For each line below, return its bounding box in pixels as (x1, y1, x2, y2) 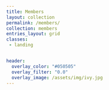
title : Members (6, 8, 44, 15)
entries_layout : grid (6, 31, 60, 37)
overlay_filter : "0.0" (11, 69, 68, 75)
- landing (8, 42, 34, 48)
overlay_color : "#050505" (11, 63, 77, 69)
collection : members (6, 25, 58, 32)
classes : (6, 36, 28, 42)
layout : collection (6, 14, 55, 20)
